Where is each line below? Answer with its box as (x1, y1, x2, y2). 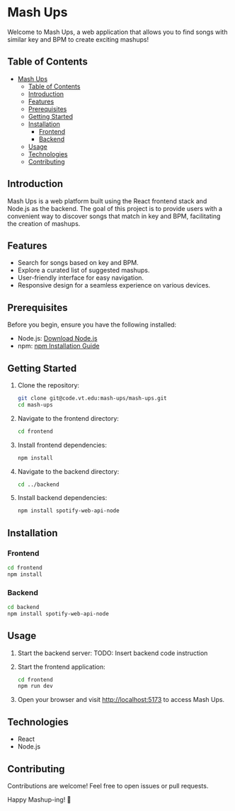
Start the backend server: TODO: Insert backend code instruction (17, 649, 208, 657)
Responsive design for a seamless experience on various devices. (17, 281, 211, 290)
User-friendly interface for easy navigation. (17, 273, 144, 282)
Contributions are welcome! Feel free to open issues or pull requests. (7, 781, 209, 790)
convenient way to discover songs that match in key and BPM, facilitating (7, 212, 221, 220)
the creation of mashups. (7, 219, 81, 227)
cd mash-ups (17, 401, 53, 408)
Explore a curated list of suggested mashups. (17, 266, 150, 275)
